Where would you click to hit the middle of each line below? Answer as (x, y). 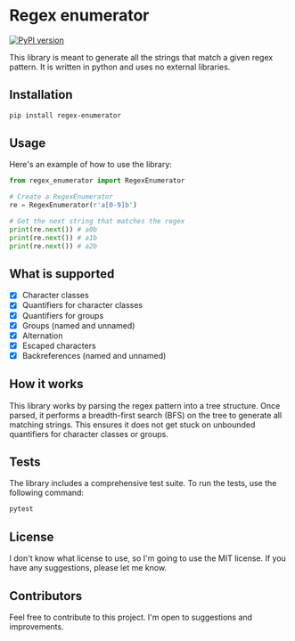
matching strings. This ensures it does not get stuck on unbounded (132, 425)
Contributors (46, 596)
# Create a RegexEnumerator (61, 197)
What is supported (62, 274)
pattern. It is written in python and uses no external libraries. (120, 67)
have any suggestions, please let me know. (88, 568)
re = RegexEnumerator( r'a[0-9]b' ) (74, 206)
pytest (21, 509)
